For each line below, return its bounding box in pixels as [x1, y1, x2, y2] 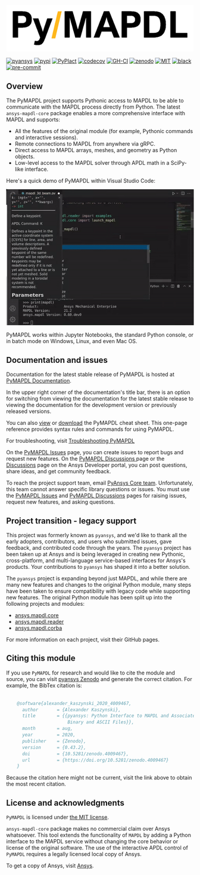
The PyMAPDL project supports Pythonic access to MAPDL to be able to [6, 97, 184, 104]
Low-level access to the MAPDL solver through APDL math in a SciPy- [14, 159, 187, 166]
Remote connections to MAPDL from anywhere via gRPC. [14, 140, 156, 147]
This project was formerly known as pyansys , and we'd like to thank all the [6, 531, 187, 538]
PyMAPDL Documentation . [6, 377, 71, 384]
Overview [6, 81, 43, 91]
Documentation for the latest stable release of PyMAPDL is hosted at [6, 371, 174, 378]
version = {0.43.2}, [21, 744, 86, 750]
